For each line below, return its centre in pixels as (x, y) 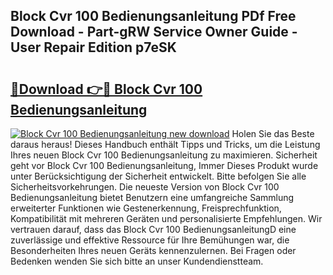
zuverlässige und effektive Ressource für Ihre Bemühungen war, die (150, 240)
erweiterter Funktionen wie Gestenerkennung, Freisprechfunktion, (146, 208)
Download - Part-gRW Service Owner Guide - (154, 32)
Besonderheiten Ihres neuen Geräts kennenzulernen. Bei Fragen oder (153, 250)
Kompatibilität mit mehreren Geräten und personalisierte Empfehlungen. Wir (166, 218)
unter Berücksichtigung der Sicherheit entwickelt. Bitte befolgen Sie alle (158, 176)
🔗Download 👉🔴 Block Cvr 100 (106, 89)
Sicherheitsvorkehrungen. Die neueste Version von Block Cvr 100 (145, 187)
